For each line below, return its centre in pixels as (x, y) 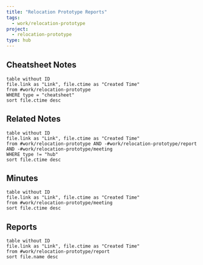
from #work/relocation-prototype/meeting (60, 203)
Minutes (22, 178)
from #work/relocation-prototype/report (58, 252)
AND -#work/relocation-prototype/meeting (60, 149)
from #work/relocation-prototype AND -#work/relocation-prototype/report (102, 144)
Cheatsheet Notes (42, 65)
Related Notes (33, 119)
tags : (13, 18)
